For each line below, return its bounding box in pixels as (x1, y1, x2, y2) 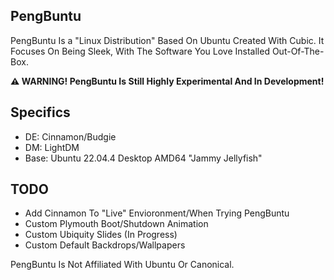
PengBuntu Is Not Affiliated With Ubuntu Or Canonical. (10, 259, 235, 271)
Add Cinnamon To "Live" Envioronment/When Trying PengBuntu (24, 207, 290, 219)
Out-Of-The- (271, 45, 325, 57)
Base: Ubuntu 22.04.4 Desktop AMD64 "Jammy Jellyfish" (24, 152, 263, 164)
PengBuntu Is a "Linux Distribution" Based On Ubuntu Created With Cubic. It (10, 34, 325, 46)
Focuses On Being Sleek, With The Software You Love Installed (10, 45, 270, 57)
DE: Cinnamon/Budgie (24, 130, 117, 143)
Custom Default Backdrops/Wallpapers (24, 239, 186, 251)
